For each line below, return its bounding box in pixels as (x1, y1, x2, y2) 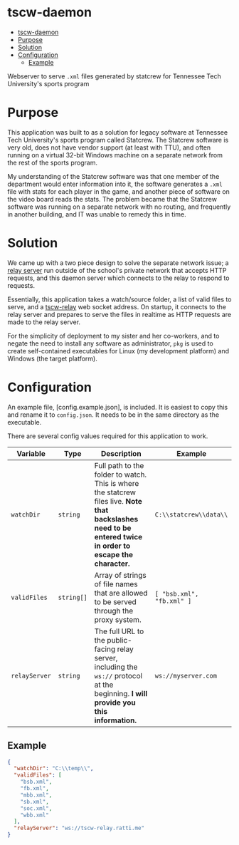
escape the (94, 549, 134, 559)
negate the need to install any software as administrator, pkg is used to (7, 339, 213, 348)
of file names (94, 579, 138, 589)
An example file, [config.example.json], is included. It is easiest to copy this (7, 403, 228, 411)
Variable (16, 448, 46, 458)
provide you (94, 698, 137, 707)
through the (94, 606, 134, 616)
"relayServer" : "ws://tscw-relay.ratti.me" (14, 824, 144, 832)
